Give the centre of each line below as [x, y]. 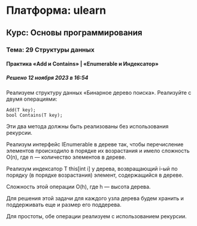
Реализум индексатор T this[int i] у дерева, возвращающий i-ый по [92, 169]
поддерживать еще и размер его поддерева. [64, 205]
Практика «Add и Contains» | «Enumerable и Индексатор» [82, 64]
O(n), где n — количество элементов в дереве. [66, 157]
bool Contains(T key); [34, 115]
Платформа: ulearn [56, 10]
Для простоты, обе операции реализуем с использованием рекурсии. [96, 216]
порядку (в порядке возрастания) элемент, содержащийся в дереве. [95, 175]
